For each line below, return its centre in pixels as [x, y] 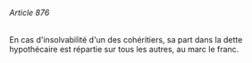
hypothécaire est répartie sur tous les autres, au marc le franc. [124, 50]
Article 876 [29, 12]
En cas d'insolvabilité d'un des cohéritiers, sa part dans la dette [126, 40]
